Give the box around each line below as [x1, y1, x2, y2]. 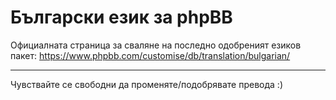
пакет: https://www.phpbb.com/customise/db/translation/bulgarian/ [10, 49, 291, 61]
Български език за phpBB [10, 6, 233, 29]
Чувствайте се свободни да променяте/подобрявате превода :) [10, 78, 283, 90]
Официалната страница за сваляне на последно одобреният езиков [10, 39, 302, 51]
